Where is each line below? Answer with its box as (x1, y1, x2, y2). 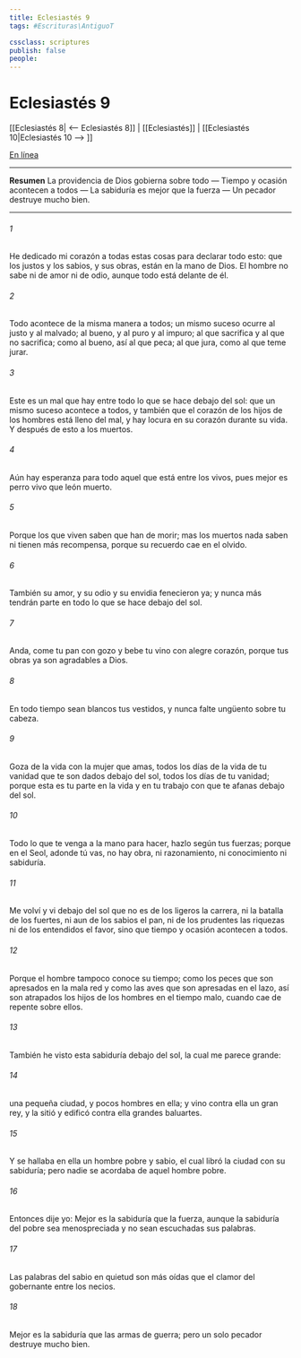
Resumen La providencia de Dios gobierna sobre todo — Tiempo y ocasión (9, 176, 288, 186)
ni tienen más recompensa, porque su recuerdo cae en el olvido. (9, 540, 248, 550)
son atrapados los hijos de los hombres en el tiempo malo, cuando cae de (9, 991, 282, 1002)
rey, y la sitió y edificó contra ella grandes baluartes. (9, 1107, 202, 1118)
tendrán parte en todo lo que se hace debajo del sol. (9, 597, 203, 608)
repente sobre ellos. (9, 1001, 83, 1012)
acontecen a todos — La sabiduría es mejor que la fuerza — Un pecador (9, 185, 276, 195)
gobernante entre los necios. (9, 1281, 116, 1292)
